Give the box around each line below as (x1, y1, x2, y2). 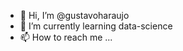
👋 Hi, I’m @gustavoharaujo (19, 10, 130, 21)
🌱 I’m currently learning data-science (19, 20, 173, 32)
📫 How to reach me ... (19, 31, 113, 43)
